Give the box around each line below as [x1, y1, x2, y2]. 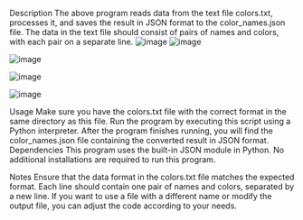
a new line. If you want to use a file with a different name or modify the [9, 191, 272, 201]
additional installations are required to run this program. [9, 154, 216, 165]
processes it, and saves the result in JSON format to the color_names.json [9, 17, 286, 28]
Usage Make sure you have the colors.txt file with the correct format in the [9, 106, 287, 116]
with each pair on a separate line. [9, 36, 134, 47]
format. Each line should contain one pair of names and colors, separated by [9, 181, 295, 192]
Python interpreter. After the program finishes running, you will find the [9, 125, 273, 136]
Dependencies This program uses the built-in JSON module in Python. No [9, 144, 285, 155]
